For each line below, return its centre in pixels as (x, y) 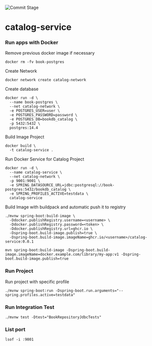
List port (15, 329)
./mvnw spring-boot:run (29, 290)
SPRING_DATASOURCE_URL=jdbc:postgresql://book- (65, 185)
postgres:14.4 (24, 128)
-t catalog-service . (32, 150)
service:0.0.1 (20, 242)
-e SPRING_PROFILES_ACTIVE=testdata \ (49, 194)
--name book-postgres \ (33, 102)
